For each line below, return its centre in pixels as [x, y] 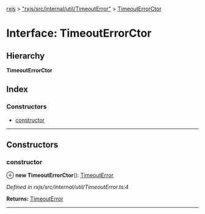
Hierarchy [26, 56]
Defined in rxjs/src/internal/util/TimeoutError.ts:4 [68, 187]
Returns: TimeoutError [35, 199]
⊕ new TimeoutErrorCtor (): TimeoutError [60, 175]
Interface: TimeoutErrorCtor [79, 33]
